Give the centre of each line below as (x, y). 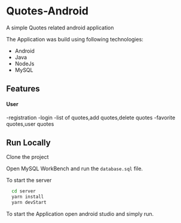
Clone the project (27, 157)
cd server (24, 191)
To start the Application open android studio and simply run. (80, 213)
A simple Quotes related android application (60, 28)
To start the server (29, 180)
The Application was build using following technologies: (75, 39)
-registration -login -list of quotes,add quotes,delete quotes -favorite (91, 117)
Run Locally (28, 142)
